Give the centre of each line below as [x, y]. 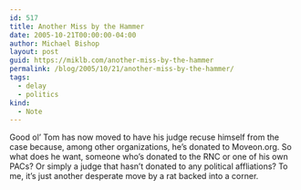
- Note [30, 111]
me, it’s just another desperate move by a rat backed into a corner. [134, 176]
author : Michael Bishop [55, 43]
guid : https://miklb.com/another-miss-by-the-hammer [112, 60]
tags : [20, 78]
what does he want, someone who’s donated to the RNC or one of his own [149, 157]
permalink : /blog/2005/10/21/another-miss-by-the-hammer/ [122, 69]
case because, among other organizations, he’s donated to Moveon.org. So [150, 147]
